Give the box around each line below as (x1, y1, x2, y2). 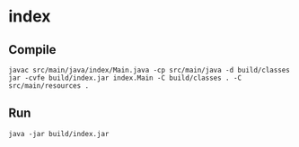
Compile (8, 42, 57, 57)
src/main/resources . (8, 82, 90, 91)
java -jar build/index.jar (8, 129, 110, 138)
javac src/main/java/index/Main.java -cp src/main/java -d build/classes (8, 65, 291, 74)
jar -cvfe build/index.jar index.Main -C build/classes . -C (8, 73, 242, 82)
